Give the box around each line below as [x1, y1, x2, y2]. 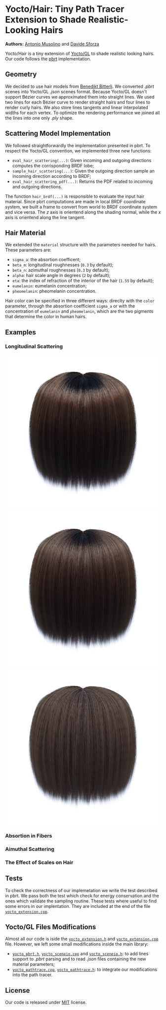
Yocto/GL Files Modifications [5, 923, 96, 931]
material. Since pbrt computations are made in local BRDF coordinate [5, 198, 146, 204]
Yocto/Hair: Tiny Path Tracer [5, 3, 124, 15]
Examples [5, 328, 36, 337]
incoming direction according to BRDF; [12, 173, 91, 179]
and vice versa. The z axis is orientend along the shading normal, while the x [5, 209, 161, 215]
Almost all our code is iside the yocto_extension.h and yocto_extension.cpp [5, 936, 159, 942]
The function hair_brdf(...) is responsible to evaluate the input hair [5, 193, 145, 199]
